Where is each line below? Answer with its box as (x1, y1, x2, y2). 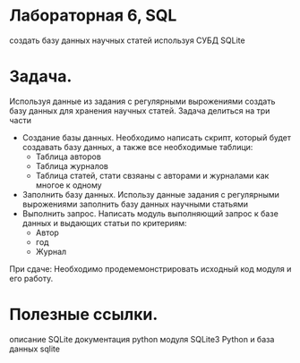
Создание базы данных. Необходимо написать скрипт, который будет (21, 131, 291, 143)
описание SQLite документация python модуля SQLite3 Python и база (9, 333, 275, 344)
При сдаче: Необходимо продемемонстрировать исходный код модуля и (9, 263, 292, 274)
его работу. (9, 273, 54, 283)
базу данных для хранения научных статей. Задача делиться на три (9, 105, 270, 116)
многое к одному (35, 180, 102, 190)
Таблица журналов (35, 160, 109, 171)
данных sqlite (9, 343, 61, 354)
